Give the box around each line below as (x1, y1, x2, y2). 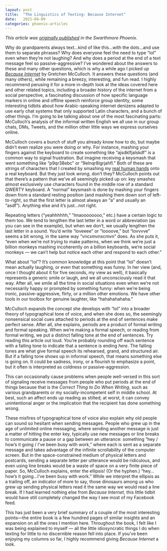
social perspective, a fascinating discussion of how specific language (5, 92, 148, 98)
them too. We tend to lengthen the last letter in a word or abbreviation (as (5, 217, 156, 223)
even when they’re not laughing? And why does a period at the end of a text (5, 55, 161, 61)
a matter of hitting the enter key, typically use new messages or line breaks (5, 431, 160, 437)
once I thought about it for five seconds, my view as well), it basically (5, 270, 147, 276)
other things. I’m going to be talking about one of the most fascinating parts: (5, 113, 162, 120)
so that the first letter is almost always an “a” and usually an (23, 197, 146, 203)
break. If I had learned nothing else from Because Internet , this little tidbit (5, 489, 156, 495)
